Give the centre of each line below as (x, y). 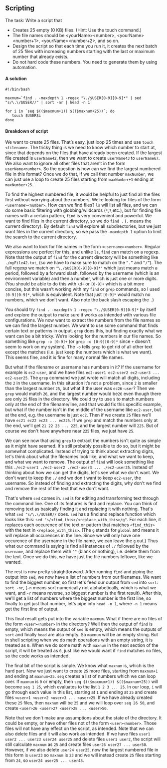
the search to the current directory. (41, 237)
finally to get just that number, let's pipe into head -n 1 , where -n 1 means (81, 604)
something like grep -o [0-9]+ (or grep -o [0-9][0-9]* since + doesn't (78, 341)
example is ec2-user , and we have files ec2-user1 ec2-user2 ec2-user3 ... (82, 372)
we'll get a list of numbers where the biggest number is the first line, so (78, 598)
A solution (16, 79)
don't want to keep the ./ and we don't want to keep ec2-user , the (73, 478)
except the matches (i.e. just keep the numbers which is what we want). (79, 352)
